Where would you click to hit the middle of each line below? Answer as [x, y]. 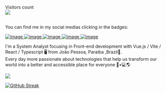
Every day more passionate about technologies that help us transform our [81, 59]
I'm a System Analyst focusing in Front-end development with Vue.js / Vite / [83, 46]
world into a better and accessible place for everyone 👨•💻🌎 [68, 65]
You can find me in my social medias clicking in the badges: [67, 27]
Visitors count [19, 7]
